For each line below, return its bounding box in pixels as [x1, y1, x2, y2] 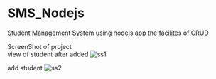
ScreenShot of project [7, 42, 72, 51]
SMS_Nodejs [7, 5, 85, 21]
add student [7, 63, 43, 72]
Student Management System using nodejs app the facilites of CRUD [7, 28, 210, 37]
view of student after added [7, 50, 89, 58]
